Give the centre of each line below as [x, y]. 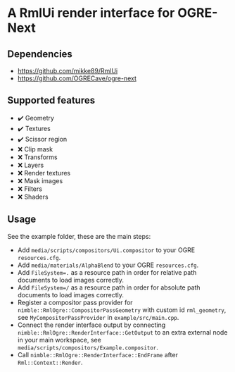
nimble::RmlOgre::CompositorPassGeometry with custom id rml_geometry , [122, 310]
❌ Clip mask [35, 149]
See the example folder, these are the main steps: [79, 236]
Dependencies [40, 54]
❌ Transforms [37, 157]
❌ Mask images [40, 180]
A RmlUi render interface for [91, 13]
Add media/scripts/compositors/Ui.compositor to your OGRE [106, 250]
